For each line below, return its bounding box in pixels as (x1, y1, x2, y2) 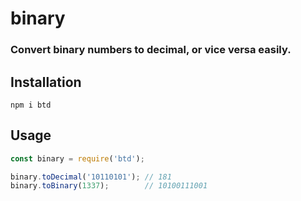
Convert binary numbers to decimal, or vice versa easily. (10, 43, 292, 57)
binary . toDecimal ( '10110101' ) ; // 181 (10, 172, 172, 182)
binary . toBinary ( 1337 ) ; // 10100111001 (10, 181, 208, 191)
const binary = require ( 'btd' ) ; (10, 153, 145, 164)
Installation (10, 73, 82, 91)
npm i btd (10, 100, 52, 110)
